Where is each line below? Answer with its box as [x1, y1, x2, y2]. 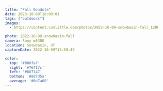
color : [5, 56, 18, 61]
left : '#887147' [9, 70, 42, 75]
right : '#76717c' [9, 65, 45, 70]
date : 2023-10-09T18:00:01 [5, 12, 60, 16]
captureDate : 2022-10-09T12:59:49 [5, 47, 75, 52]
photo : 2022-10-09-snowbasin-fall [5, 34, 75, 39]
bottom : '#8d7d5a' [9, 74, 47, 79]
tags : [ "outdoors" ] [5, 16, 45, 21]
